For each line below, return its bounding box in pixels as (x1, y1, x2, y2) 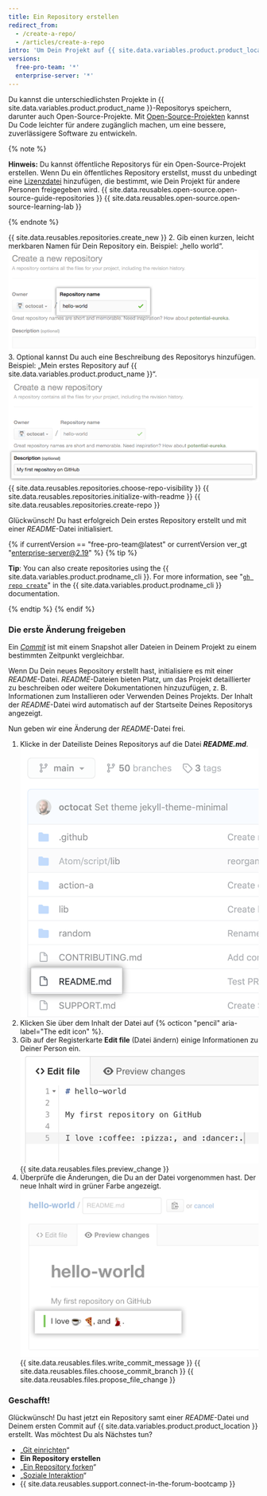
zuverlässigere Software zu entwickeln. (8, 128, 137, 138)
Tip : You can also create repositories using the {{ (8, 563, 169, 573)
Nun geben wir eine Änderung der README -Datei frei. (8, 724, 186, 733)
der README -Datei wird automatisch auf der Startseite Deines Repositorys (8, 700, 253, 709)
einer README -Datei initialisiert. (8, 524, 114, 533)
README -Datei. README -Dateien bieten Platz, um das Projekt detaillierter (8, 674, 251, 685)
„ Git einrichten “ (19, 1445, 70, 1455)
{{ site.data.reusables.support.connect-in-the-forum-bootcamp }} (19, 1479, 236, 1489)
